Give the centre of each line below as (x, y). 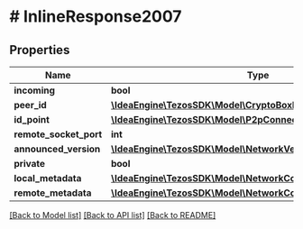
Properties (40, 50)
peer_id (30, 105)
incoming (35, 90)
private (29, 164)
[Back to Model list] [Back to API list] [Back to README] (113, 215)
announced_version (57, 149)
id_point (32, 119)
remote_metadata (53, 193)
